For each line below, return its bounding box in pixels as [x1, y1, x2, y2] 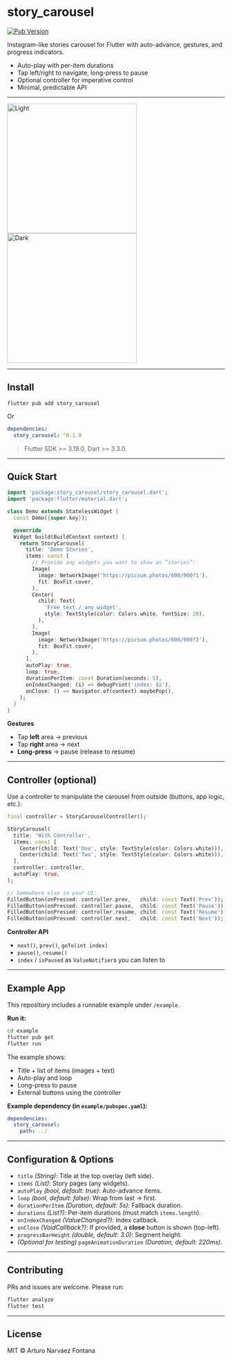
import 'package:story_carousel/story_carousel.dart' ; [7, 489, 168, 496]
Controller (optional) [7, 774, 97, 785]
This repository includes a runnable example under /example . [7, 1000, 180, 1009]
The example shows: [7, 1052, 66, 1061]
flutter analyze [7, 1296, 54, 1303]
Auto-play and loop [17, 1073, 72, 1082]
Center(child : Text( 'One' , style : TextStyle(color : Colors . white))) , [19, 845, 224, 852]
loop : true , [25, 669, 60, 676]
